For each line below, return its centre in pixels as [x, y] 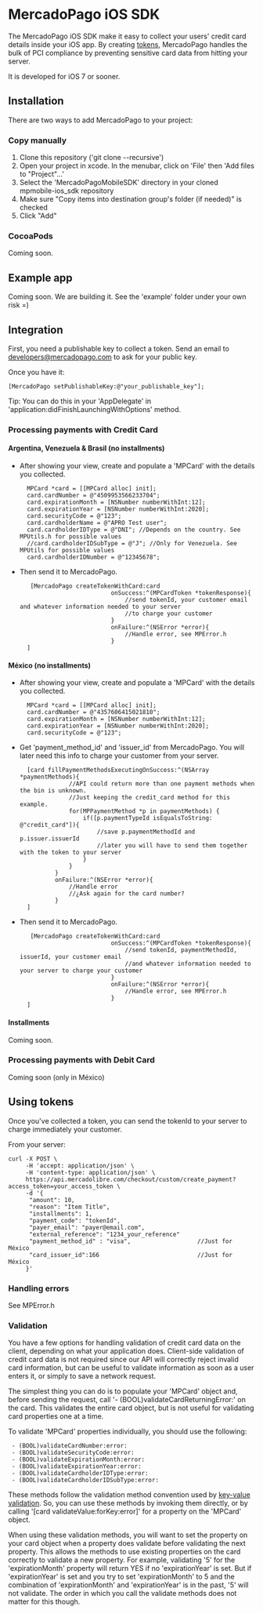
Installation [36, 101]
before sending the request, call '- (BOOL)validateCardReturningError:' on [127, 1400]
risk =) [19, 305]
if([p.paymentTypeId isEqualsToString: [148, 818]
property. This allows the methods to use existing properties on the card [124, 1552]
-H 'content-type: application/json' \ [90, 1172]
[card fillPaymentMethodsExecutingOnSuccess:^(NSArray [118, 771]
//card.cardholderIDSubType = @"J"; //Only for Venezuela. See [132, 544]
